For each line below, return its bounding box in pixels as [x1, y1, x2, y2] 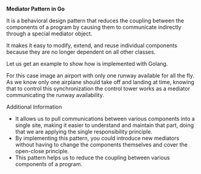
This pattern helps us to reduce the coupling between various [15, 154, 171, 161]
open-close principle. [15, 148, 69, 154]
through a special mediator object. [6, 30, 93, 37]
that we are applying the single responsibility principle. [15, 128, 153, 135]
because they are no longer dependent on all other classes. [6, 48, 156, 56]
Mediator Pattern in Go [6, 5, 65, 12]
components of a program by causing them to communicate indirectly [6, 24, 182, 31]
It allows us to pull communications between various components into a [15, 115, 195, 122]
